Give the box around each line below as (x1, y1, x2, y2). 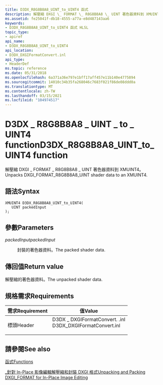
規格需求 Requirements (5, 292, 74, 300)
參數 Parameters (5, 224, 54, 232)
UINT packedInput (11, 205, 47, 210)
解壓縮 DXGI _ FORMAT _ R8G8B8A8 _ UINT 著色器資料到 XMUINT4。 (5, 167, 144, 173)
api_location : (5, 48, 34, 53)
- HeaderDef (5, 61, 29, 66)
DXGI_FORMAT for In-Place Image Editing (5, 375, 88, 381)
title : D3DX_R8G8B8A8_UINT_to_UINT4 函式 (5, 7, 89, 12)
